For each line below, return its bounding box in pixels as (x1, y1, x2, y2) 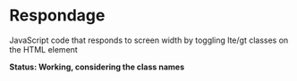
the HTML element (9, 44, 78, 54)
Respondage (9, 5, 106, 26)
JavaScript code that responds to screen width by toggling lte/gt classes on (9, 35, 289, 45)
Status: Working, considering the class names (9, 61, 185, 72)
